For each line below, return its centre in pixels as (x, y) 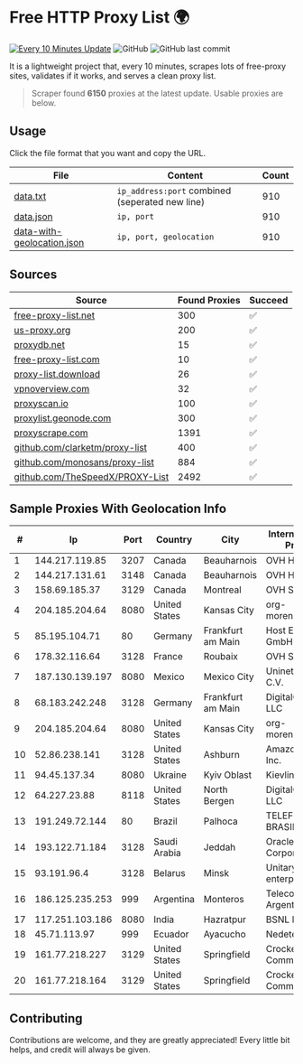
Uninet (280, 671)
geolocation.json (49, 242)
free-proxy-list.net (55, 315)
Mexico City (229, 677)
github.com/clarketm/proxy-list (80, 447)
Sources (33, 275)
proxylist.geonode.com (63, 418)
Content (185, 175)
